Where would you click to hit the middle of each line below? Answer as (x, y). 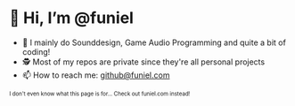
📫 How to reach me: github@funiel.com (96, 75)
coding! (36, 51)
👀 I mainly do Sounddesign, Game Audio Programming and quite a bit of (154, 42)
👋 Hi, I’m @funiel (71, 18)
